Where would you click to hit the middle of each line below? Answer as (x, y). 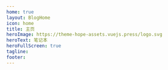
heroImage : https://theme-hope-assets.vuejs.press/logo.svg (85, 35)
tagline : (17, 52)
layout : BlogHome (28, 18)
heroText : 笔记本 (27, 40)
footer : (16, 57)
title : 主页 (20, 29)
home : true (20, 12)
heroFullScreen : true (34, 46)
